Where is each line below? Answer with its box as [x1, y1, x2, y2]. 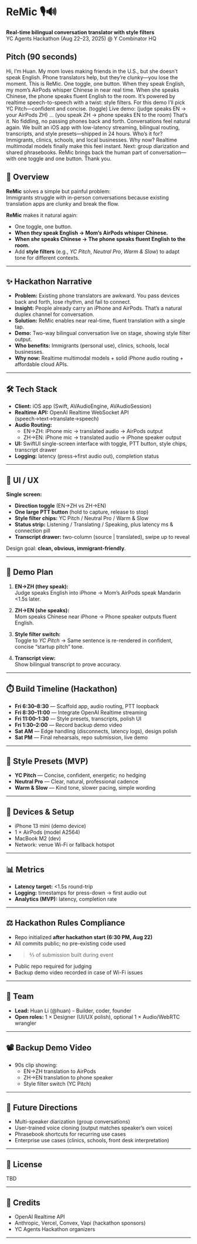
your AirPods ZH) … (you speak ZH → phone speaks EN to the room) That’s [6, 111, 188, 118]
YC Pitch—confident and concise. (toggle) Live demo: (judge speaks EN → [6, 105, 186, 112]
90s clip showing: [14, 1061, 57, 1068]
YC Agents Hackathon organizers [14, 1225, 96, 1232]
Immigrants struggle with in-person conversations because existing [6, 194, 169, 201]
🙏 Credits [6, 1198, 41, 1208]
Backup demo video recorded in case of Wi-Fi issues [14, 968, 143, 976]
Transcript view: [14, 654, 56, 662]
